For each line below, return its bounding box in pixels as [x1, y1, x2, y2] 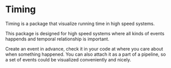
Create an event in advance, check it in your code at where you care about [5, 46, 163, 52]
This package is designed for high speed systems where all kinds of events [5, 30, 165, 36]
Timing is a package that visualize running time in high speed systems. [5, 20, 155, 27]
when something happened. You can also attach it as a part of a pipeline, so [5, 51, 166, 57]
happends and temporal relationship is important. [5, 36, 109, 42]
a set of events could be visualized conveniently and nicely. [5, 56, 131, 62]
